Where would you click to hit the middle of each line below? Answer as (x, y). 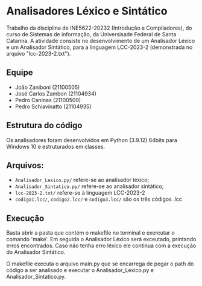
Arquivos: (25, 165)
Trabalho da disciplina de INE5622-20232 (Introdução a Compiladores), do (99, 28)
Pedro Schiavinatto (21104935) (53, 106)
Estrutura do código (44, 125)
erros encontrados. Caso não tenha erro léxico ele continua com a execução (101, 245)
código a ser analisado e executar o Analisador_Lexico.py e (80, 270)
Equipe (20, 73)
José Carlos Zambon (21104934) (55, 93)
